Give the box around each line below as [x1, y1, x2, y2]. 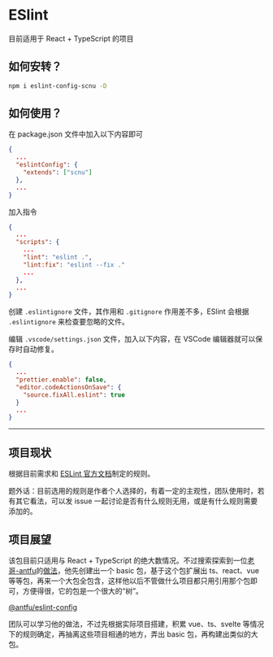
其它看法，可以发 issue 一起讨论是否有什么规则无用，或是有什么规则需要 [15, 496, 258, 506]
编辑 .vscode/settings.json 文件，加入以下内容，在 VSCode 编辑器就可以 [8, 334, 256, 344]
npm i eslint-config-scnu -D [8, 81, 107, 90]
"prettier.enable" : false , [15, 376, 107, 384]
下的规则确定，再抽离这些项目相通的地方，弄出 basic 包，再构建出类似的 [8, 629, 252, 639]
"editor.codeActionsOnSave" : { [15, 383, 122, 391]
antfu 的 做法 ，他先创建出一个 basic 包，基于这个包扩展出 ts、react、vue [19, 565, 260, 575]
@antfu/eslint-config [8, 602, 78, 611]
